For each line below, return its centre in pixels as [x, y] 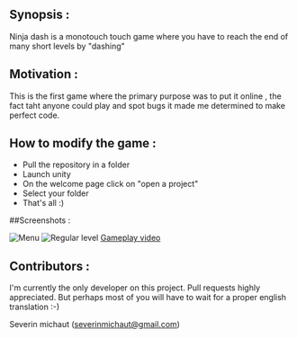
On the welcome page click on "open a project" [110, 184]
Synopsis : [40, 15]
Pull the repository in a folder [76, 165]
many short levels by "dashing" [67, 46]
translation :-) [35, 307]
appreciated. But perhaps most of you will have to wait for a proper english [148, 298]
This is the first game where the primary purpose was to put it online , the [145, 96]
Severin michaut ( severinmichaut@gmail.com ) [94, 325]
